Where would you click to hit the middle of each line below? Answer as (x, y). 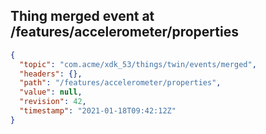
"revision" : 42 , (53, 102)
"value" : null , (51, 92)
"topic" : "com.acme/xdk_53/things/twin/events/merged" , (138, 64)
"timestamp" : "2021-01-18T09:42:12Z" (98, 111)
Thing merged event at (82, 16)
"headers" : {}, (51, 74)
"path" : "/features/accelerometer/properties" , (120, 83)
